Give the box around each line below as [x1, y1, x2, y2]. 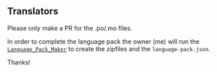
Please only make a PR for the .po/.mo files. [7, 24, 133, 32]
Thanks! [7, 58, 31, 66]
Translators [7, 6, 59, 17]
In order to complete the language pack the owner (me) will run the [7, 37, 200, 46]
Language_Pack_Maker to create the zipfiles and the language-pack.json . [7, 44, 211, 53]
